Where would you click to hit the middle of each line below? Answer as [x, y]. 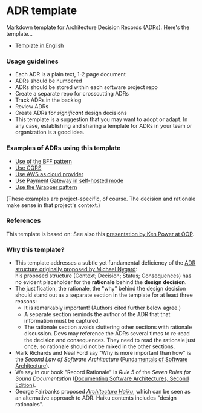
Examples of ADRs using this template [64, 148]
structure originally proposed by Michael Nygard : [76, 269]
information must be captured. [62, 321]
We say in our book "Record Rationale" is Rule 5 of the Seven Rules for [103, 372]
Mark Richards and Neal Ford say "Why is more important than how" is [103, 353]
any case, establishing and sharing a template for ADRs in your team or [103, 126]
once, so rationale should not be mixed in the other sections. [99, 346]
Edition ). [25, 385]
